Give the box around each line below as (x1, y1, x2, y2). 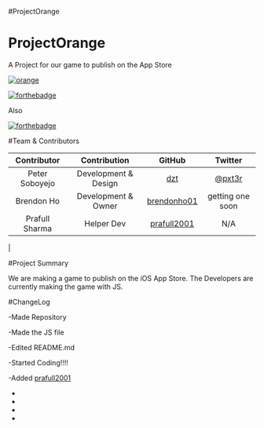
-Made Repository (8, 312, 67, 321)
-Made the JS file (8, 327, 64, 337)
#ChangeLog (8, 297, 51, 306)
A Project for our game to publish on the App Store (8, 60, 173, 69)
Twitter (214, 155, 243, 166)
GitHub (158, 155, 186, 166)
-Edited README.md (8, 342, 75, 352)
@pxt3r (214, 173, 243, 184)
